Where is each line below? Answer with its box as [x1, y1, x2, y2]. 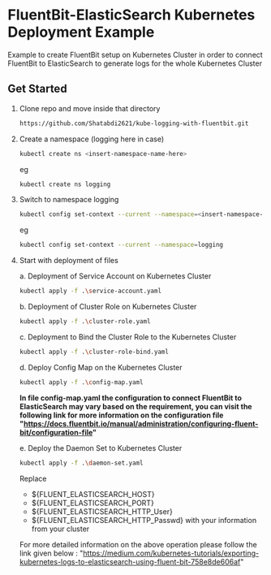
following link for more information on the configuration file [19, 410, 224, 420]
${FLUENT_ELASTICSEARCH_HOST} [31, 489, 155, 499]
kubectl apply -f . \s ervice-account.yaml [19, 287, 162, 296]
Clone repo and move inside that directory [19, 103, 161, 113]
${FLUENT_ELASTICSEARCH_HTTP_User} [31, 506, 174, 517]
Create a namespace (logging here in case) [19, 134, 165, 144]
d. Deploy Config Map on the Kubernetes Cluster [19, 362, 183, 372]
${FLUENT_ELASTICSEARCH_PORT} [31, 498, 155, 508]
